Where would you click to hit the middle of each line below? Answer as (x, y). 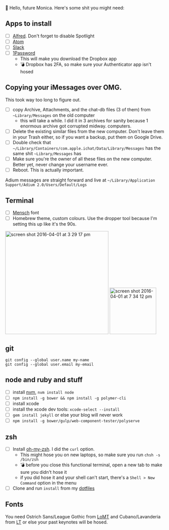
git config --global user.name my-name (47, 360)
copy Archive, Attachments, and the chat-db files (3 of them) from (81, 109)
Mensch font (26, 213)
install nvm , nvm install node (43, 392)
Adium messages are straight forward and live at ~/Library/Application (80, 180)
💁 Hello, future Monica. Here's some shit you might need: (65, 8)
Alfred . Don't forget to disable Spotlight (53, 36)
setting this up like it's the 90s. (45, 224)
